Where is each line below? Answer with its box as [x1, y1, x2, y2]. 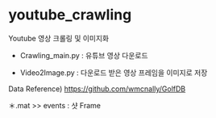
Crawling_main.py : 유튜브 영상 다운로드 [19, 50, 148, 60]
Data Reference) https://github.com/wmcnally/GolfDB [8, 83, 186, 94]
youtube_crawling [8, 6, 132, 24]
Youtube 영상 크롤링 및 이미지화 [8, 33, 110, 43]
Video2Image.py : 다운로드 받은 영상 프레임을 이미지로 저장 [19, 67, 208, 78]
